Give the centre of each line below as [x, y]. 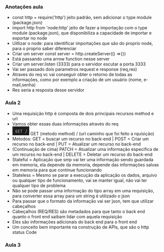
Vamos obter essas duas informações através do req [65, 124]
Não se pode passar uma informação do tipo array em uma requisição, [83, 190]
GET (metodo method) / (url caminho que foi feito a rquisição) [92, 133]
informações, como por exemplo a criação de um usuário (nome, [77, 80]
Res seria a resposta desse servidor [48, 90]
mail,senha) [24, 85]
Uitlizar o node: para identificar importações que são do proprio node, [82, 43]
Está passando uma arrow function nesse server [61, 59]
